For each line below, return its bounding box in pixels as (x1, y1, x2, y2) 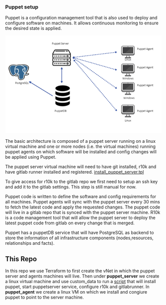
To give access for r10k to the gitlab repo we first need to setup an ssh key (5, 179, 158, 185)
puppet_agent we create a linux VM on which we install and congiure (5, 289, 148, 295)
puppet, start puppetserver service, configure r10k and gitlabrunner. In (5, 284, 150, 290)
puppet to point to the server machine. (5, 295, 84, 301)
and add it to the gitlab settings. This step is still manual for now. (5, 184, 137, 190)
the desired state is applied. (5, 25, 62, 31)
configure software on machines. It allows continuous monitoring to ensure (5, 20, 159, 26)
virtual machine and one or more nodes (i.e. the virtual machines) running (5, 143, 156, 150)
